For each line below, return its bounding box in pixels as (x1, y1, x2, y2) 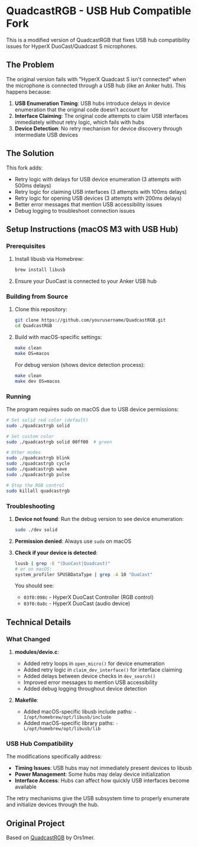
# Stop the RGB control (6, 482, 65, 488)
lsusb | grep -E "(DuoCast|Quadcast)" (14, 560, 111, 567)
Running (6, 392, 31, 401)
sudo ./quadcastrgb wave (6, 466, 67, 472)
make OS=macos (14, 351, 50, 357)
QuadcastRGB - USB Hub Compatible (6, 4, 191, 18)
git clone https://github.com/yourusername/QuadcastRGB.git (14, 317, 166, 324)
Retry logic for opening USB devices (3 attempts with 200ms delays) (14, 194, 182, 202)
